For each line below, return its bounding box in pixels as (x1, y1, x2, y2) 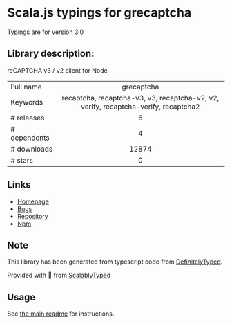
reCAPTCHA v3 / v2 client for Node (7, 66, 108, 74)
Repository (17, 212, 48, 220)
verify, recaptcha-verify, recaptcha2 (80, 102, 200, 111)
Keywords (10, 97, 43, 107)
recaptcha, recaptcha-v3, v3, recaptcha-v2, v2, (61, 93, 220, 102)
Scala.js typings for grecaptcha (7, 5, 192, 21)
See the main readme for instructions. (7, 309, 115, 318)
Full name (10, 82, 43, 91)
